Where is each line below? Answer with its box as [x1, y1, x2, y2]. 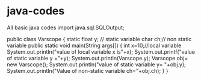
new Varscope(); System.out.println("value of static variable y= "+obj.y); [7, 61, 186, 68]
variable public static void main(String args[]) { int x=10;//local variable [7, 42, 182, 49]
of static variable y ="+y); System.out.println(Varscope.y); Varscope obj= [7, 54, 188, 61]
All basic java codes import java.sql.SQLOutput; [7, 24, 125, 31]
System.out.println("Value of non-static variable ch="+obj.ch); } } [7, 67, 169, 74]
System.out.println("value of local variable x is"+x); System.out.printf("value [7, 48, 195, 55]
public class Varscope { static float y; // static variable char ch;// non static [7, 35, 192, 42]
